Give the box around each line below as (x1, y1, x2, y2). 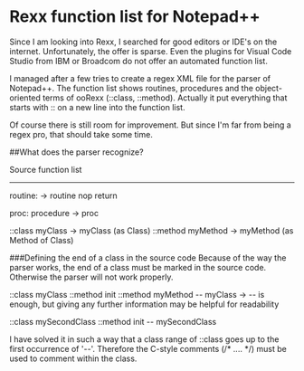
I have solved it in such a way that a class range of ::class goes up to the (9, 333, 280, 345)
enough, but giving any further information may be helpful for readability (9, 299, 280, 309)
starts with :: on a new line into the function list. (9, 101, 185, 112)
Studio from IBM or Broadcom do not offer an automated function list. (9, 55, 269, 66)
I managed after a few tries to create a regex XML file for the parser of (9, 72, 271, 83)
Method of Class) (9, 234, 74, 245)
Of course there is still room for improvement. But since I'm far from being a (9, 119, 291, 130)
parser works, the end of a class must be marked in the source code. (9, 262, 267, 272)
